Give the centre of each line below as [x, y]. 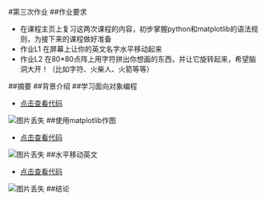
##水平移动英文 [72, 154]
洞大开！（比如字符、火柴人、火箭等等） [87, 69]
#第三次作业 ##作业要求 [48, 12]
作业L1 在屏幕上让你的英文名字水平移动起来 [91, 49]
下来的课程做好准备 [80, 39]
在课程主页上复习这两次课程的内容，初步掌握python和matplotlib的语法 [135, 29]
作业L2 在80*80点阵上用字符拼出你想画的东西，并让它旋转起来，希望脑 [138, 59]
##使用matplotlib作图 [81, 120]
